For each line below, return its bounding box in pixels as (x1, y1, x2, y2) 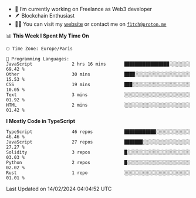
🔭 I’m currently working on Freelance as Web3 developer (14, 6, 153, 12)
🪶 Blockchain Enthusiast (14, 12, 75, 19)
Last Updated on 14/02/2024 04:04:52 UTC (6, 185, 112, 192)
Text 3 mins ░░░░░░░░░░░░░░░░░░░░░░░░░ (6, 92, 191, 98)
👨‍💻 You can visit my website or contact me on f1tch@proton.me (14, 21, 167, 28)
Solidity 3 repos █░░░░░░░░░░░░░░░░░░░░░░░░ (6, 149, 191, 155)
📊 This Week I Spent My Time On (6, 32, 89, 39)
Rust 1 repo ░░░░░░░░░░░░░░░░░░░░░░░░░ (6, 170, 191, 176)
